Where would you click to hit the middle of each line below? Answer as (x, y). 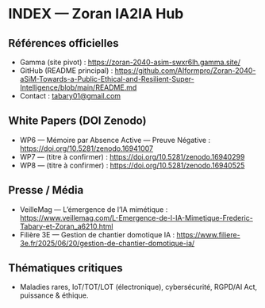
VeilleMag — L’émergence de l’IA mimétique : (94, 209)
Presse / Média (46, 190)
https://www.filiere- (208, 234)
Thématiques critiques (65, 268)
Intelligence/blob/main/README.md (78, 87)
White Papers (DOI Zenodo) (77, 121)
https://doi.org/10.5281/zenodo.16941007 (86, 148)
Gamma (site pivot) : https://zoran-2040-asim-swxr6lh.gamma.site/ (130, 62)
